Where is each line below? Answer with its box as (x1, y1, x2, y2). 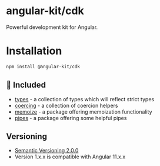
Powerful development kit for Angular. (6, 24, 98, 31)
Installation (6, 44, 62, 58)
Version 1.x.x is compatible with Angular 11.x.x (14, 153, 126, 160)
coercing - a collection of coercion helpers (14, 102, 118, 109)
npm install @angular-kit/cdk (6, 64, 81, 69)
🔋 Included (6, 80, 46, 90)
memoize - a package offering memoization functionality (14, 108, 152, 115)
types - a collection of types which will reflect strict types (14, 95, 155, 102)
